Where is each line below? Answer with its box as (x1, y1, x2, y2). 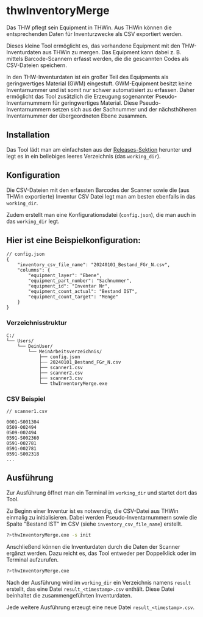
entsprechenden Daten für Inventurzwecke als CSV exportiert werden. (6, 30, 183, 37)
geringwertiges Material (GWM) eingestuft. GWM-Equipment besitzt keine (6, 80, 192, 87)
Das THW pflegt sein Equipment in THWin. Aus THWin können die (6, 24, 172, 31)
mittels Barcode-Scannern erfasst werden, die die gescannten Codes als (6, 55, 189, 62)
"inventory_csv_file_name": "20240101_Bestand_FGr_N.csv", (17, 262, 171, 268)
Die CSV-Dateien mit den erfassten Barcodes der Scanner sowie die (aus (6, 186, 190, 194)
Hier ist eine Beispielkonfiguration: (6, 235, 141, 245)
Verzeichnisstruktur (6, 319, 67, 327)
